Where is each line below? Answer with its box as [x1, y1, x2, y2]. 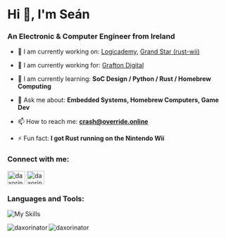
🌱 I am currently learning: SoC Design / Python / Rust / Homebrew [17, 75, 211, 83]
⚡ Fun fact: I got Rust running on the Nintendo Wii [17, 134, 165, 143]
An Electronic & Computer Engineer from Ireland [7, 32, 175, 42]
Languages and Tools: [7, 194, 84, 203]
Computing [17, 82, 51, 91]
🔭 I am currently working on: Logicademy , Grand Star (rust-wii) [17, 47, 200, 56]
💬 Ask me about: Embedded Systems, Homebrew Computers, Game [17, 96, 220, 104]
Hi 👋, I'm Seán [7, 6, 90, 23]
